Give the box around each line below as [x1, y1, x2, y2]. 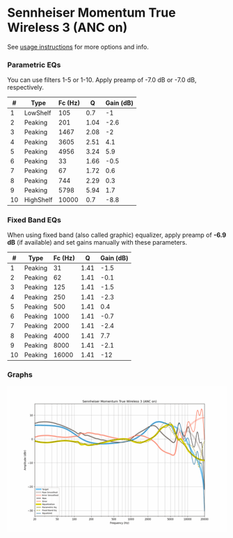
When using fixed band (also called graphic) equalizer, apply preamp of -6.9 [7, 231, 227, 239]
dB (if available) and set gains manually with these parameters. [7, 238, 188, 247]
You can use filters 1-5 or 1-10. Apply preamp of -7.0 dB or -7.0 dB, [7, 76, 197, 84]
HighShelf [24, 196, 53, 204]
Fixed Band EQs [7, 215, 61, 225]
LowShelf [24, 108, 51, 117]
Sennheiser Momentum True [7, 5, 176, 21]
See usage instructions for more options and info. [7, 42, 150, 51]
